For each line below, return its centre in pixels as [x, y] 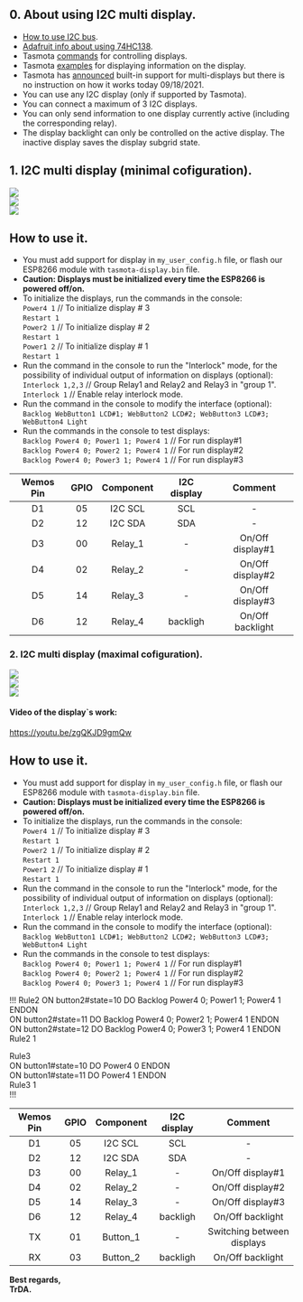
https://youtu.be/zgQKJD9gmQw [71, 732]
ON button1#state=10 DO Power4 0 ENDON [90, 1065]
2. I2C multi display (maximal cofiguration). [106, 654]
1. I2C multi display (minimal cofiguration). [131, 171]
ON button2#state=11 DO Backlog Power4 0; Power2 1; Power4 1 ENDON [144, 1019]
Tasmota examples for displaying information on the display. [134, 65]
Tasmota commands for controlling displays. [105, 56]
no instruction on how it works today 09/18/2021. [113, 84]
